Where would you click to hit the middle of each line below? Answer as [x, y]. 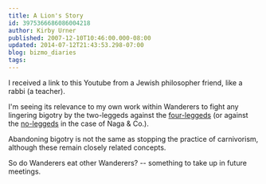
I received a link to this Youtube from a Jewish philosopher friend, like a [125, 82]
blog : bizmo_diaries [43, 53]
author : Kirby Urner [43, 30]
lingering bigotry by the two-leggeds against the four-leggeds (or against [128, 115]
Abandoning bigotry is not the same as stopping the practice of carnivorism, [133, 139]
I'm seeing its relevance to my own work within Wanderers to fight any [123, 106]
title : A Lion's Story [46, 16]
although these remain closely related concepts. [87, 147]
